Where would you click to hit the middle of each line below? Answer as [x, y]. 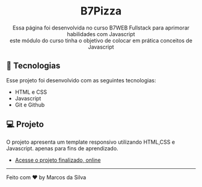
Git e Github [30, 105]
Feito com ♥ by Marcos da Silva [46, 177]
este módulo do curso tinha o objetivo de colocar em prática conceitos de [101, 40]
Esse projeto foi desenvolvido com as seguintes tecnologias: [81, 80]
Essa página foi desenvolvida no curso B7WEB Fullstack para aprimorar [101, 28]
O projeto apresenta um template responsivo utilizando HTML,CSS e [91, 142]
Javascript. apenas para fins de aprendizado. [62, 148]
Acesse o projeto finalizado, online [58, 160]
